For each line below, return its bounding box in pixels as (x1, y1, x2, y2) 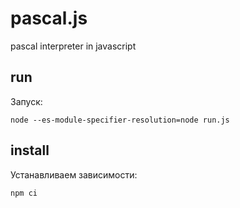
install (10, 142, 50, 159)
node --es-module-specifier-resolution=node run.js (10, 115, 230, 125)
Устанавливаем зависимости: (10, 168, 138, 181)
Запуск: (10, 95, 43, 107)
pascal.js (10, 7, 88, 30)
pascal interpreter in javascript (10, 40, 137, 52)
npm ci (10, 188, 38, 198)
